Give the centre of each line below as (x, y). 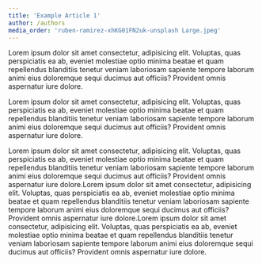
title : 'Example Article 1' (55, 15)
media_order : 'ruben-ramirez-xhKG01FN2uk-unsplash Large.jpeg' (115, 30)
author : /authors (37, 23)
